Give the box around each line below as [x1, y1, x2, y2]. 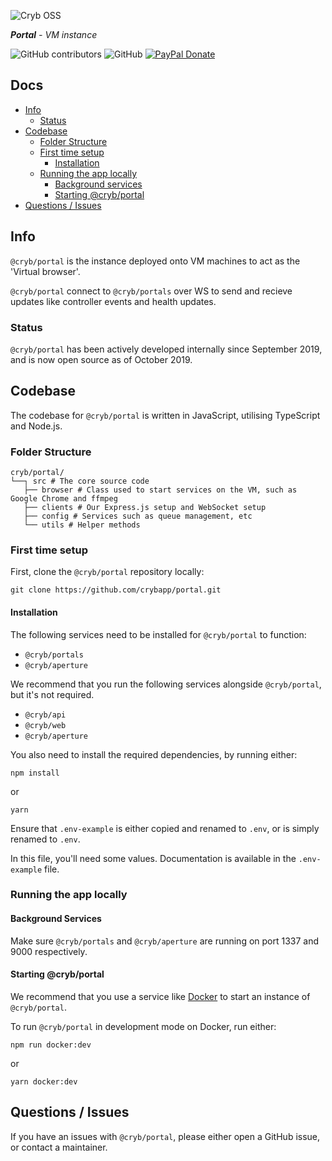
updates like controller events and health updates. [10, 295, 217, 307]
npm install [10, 768, 60, 778]
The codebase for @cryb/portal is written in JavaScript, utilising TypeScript [10, 409, 321, 421]
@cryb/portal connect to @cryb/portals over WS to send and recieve [10, 285, 293, 297]
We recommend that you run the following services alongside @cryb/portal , [10, 678, 322, 690]
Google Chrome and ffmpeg [10, 494, 118, 504]
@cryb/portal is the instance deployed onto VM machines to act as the [10, 255, 301, 267]
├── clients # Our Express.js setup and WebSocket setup [23, 503, 267, 513]
